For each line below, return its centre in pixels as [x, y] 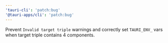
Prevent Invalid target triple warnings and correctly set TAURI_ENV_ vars [84, 29]
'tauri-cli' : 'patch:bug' [33, 10]
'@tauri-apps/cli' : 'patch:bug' [40, 15]
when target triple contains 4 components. [50, 35]
